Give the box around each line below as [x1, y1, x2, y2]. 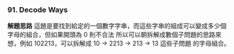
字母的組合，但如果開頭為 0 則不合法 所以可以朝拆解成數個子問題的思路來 [7, 30, 222, 39]
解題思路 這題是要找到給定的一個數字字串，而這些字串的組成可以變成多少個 [7, 22, 227, 30]
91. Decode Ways [7, 5, 68, 15]
